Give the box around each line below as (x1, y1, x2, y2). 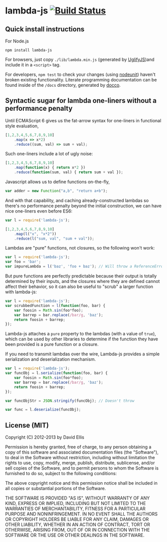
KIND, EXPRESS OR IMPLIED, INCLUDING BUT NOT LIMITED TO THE (5, 501, 146, 507)
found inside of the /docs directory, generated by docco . (5, 82, 121, 88)
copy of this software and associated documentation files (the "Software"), (5, 449, 159, 455)
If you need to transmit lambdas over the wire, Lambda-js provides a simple (5, 351, 160, 357)
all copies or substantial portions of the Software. (5, 486, 106, 492)
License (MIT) (5, 421, 49, 429)
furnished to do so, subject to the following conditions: (5, 471, 117, 477)
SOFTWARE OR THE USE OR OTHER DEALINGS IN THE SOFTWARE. (5, 532, 145, 539)
